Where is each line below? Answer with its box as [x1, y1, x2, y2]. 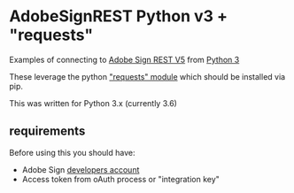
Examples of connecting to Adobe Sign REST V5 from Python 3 [9, 54, 240, 65]
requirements [9, 124, 86, 139]
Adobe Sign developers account [21, 164, 140, 174]
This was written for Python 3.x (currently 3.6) [9, 97, 177, 108]
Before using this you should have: [9, 147, 135, 158]
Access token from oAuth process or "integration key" [21, 174, 220, 184]
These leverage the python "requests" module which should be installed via [9, 71, 286, 81]
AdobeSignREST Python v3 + [9, 6, 228, 27]
